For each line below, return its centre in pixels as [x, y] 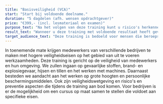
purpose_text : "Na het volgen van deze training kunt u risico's [72, 28]
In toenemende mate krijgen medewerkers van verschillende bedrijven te [78, 50]
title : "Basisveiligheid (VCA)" [38, 9]
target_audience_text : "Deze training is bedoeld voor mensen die [73, 37]
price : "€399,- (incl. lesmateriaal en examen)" [55, 23]
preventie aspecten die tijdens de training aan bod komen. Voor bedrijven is [81, 86]
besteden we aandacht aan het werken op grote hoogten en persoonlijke [78, 76]
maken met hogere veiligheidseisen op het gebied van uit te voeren [72, 55]
